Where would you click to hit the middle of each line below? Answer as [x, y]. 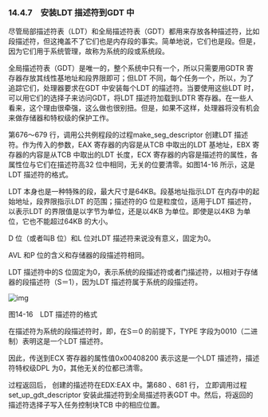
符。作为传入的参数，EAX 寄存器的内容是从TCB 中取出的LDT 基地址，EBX [130, 145]
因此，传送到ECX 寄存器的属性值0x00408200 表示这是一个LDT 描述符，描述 [134, 358]
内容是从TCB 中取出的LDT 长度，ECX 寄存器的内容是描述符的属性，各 [144, 155]
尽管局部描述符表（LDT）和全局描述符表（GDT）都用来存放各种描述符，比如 [134, 31]
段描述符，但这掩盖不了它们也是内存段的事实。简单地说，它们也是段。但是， [134, 41]
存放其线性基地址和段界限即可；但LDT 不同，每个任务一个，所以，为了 [138, 78]
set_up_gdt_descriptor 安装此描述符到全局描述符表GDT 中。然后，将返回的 [131, 395]
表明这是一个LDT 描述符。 [65, 341]
